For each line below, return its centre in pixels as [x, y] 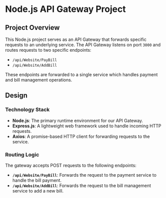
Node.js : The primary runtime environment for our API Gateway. [78, 120]
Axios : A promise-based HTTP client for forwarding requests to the [81, 136]
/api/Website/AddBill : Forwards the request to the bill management [82, 186]
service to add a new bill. [38, 191]
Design [16, 96]
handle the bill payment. [37, 180]
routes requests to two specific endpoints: [48, 50]
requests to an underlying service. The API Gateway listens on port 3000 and [83, 45]
